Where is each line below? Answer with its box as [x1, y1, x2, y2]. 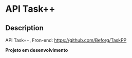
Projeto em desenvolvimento [5, 47, 68, 53]
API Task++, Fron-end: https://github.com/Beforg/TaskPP [5, 37, 127, 43]
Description [5, 24, 44, 32]
